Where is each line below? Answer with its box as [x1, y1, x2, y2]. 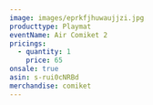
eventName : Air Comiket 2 [9, 30, 107, 39]
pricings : [9, 38, 47, 48]
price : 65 [25, 56, 64, 65]
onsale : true [9, 65, 59, 74]
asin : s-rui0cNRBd [9, 73, 79, 82]
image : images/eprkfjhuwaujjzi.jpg [9, 13, 145, 23]
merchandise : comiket [9, 81, 92, 90]
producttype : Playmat [9, 22, 92, 31]
